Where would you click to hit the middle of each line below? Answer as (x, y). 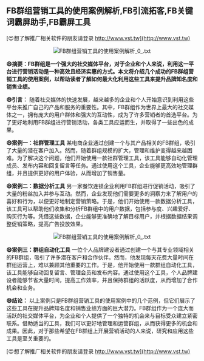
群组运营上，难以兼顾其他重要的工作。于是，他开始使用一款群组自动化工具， (102, 265)
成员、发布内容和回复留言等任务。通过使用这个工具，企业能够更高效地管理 (99, 165)
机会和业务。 (22, 288)
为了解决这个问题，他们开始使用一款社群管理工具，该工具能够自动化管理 (107, 158)
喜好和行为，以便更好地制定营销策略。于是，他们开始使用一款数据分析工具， (102, 201)
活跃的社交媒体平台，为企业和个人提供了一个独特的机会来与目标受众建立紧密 (102, 315)
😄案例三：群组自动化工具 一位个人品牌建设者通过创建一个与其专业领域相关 (100, 249)
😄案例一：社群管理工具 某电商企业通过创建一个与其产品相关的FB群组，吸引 (101, 143)
